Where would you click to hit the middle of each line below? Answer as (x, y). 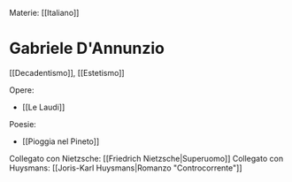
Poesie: (23, 124)
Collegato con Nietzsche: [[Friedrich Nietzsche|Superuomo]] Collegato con (146, 158)
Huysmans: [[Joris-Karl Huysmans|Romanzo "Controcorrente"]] (126, 168)
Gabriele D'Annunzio (87, 49)
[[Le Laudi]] (43, 107)
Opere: (22, 90)
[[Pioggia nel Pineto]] (61, 141)
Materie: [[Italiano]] (44, 13)
